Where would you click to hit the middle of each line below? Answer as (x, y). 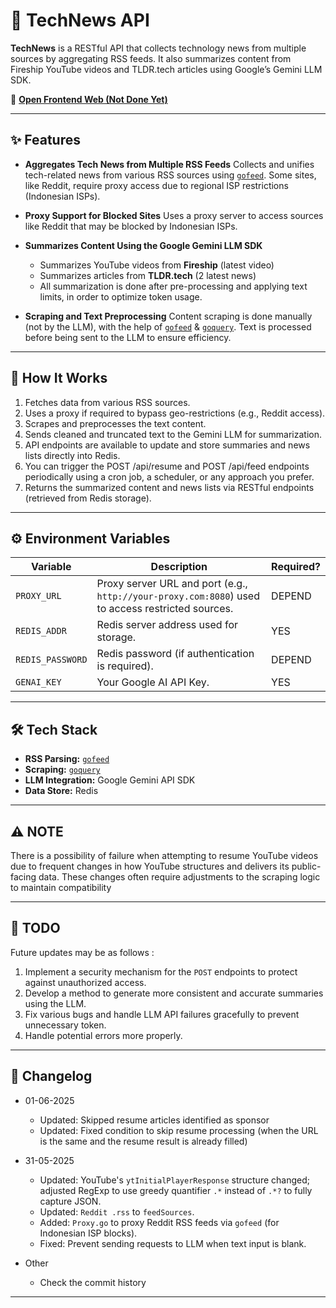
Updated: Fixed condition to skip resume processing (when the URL (179, 1130)
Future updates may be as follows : (82, 952)
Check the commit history (93, 1282)
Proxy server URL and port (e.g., (172, 584)
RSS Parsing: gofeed (67, 759)
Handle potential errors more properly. (103, 1035)
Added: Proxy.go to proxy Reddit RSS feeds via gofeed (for (159, 1222)
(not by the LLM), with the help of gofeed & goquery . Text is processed (168, 326)
